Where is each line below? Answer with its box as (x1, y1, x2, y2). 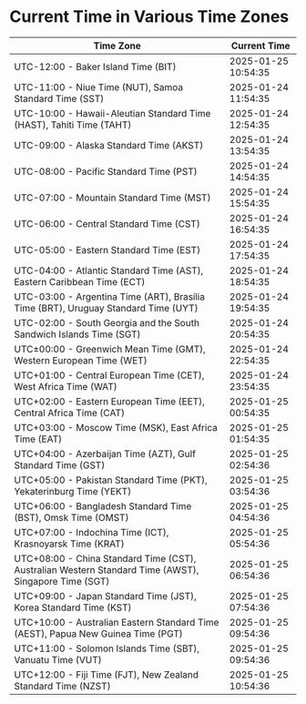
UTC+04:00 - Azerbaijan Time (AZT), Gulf (14, 447, 196, 460)
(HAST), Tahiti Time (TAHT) (14, 118, 132, 131)
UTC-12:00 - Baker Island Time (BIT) (14, 60, 177, 73)
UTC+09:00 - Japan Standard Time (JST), (14, 589, 198, 602)
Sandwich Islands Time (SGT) (14, 328, 141, 341)
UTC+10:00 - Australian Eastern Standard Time (14, 616, 219, 628)
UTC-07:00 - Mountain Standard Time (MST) (14, 191, 211, 204)
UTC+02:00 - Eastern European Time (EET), (14, 394, 205, 407)
